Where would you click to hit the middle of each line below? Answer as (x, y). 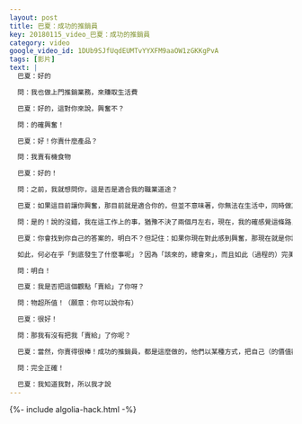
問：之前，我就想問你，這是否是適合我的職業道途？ (98, 190)
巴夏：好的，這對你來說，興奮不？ (71, 109)
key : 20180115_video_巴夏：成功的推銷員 (80, 34)
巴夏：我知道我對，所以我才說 (64, 384)
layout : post (34, 18)
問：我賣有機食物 (44, 157)
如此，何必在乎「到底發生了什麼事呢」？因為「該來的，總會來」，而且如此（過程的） (149, 254)
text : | (24, 68)
